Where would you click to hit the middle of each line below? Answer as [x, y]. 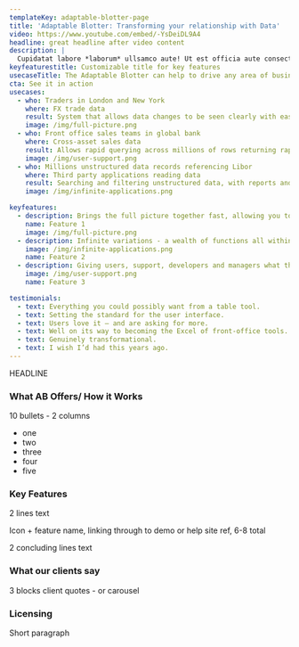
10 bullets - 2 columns [50, 416]
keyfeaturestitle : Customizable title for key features [115, 68]
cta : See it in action [51, 84]
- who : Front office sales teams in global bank [109, 134]
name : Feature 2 [56, 258]
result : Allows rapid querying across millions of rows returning [151, 150]
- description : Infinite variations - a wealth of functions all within [155, 241]
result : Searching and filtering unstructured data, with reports [151, 184]
